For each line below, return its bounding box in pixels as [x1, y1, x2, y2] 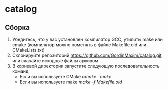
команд [12, 68, 29, 74]
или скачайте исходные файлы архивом [12, 58, 99, 63]
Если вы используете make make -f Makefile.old [19, 79, 122, 85]
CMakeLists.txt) [12, 47, 45, 53]
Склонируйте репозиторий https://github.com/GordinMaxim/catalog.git [12, 52, 162, 58]
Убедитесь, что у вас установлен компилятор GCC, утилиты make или [12, 36, 163, 42]
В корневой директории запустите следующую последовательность [12, 63, 160, 69]
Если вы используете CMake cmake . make [19, 74, 112, 79]
